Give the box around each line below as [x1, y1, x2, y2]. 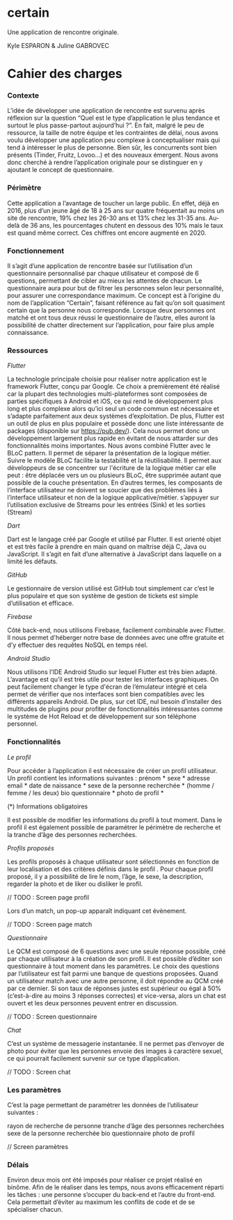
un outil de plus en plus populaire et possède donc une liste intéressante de [7, 419, 224, 428]
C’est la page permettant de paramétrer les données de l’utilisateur [7, 1100, 199, 1109]
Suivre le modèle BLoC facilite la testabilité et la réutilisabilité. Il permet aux [7, 456, 222, 464]
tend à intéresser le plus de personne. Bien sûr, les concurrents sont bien [7, 143, 217, 152]
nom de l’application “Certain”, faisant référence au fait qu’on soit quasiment [7, 299, 225, 307]
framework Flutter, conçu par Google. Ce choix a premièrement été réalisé [7, 382, 220, 391]
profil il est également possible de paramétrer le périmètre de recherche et [7, 823, 221, 831]
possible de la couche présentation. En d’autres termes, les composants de [7, 478, 223, 487]
